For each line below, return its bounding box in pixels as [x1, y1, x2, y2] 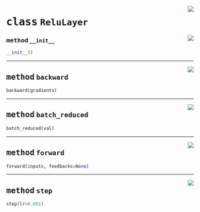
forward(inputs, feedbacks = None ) [6, 163, 89, 169]
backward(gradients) [6, 88, 58, 93]
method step [6, 185, 52, 195]
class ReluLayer [6, 15, 88, 29]
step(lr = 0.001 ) [6, 201, 44, 207]
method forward [6, 148, 65, 158]
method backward [6, 72, 68, 82]
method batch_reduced [6, 110, 89, 120]
